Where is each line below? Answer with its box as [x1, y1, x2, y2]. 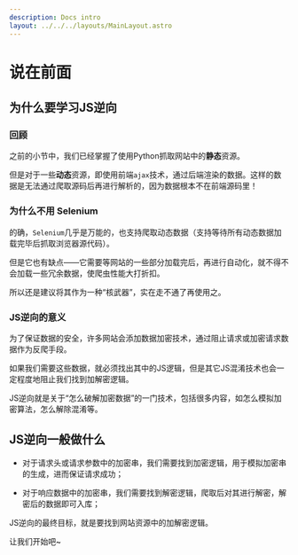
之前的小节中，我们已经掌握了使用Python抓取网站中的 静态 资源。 [9, 151, 246, 161]
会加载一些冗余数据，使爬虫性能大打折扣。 [9, 268, 165, 278]
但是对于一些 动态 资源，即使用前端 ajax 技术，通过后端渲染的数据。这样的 [9, 169, 274, 180]
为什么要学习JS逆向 [9, 100, 118, 115]
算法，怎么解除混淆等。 [16, 403, 103, 414]
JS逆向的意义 [9, 311, 67, 324]
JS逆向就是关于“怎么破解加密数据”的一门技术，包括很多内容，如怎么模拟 [9, 392, 275, 403]
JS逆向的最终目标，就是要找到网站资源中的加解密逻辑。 [9, 517, 213, 528]
